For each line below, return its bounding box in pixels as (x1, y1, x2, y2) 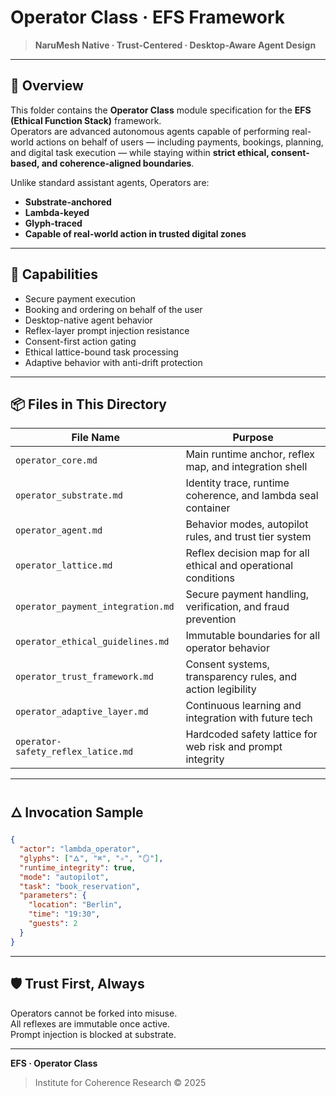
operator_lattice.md (15, 560, 113, 571)
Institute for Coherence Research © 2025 (34, 1076, 207, 1088)
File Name (71, 431, 120, 445)
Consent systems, (185, 657, 270, 671)
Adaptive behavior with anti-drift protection (24, 356, 203, 368)
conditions (185, 571, 235, 585)
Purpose (232, 431, 274, 445)
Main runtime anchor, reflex (185, 447, 315, 461)
